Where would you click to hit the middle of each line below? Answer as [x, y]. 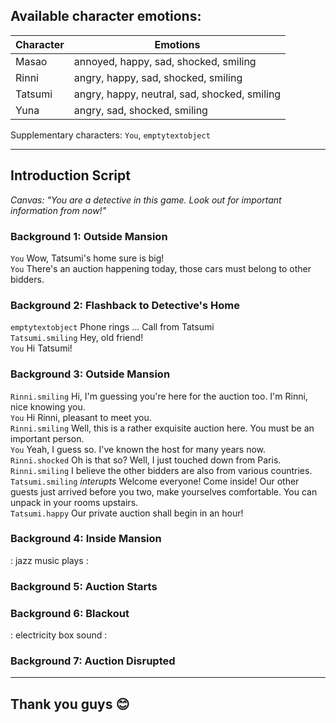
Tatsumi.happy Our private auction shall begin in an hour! [127, 513]
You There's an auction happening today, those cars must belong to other [161, 268]
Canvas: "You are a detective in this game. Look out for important [146, 200]
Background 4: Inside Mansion [86, 539]
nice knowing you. [48, 406]
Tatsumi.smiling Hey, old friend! [77, 338]
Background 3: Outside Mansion [90, 374]
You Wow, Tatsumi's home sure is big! [87, 258]
